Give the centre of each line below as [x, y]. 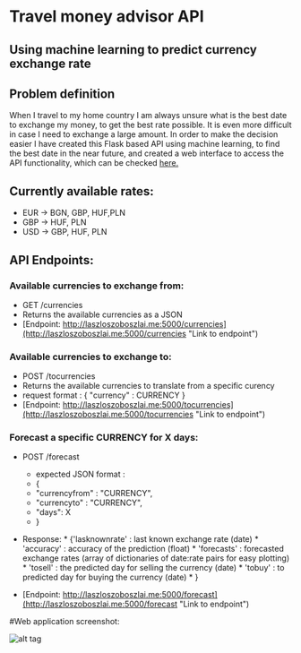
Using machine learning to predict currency [133, 50]
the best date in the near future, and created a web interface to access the [147, 153]
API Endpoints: [52, 260]
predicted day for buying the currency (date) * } [110, 577]
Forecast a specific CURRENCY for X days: [104, 438]
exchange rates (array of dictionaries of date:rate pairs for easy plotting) [156, 558]
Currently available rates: [82, 191]
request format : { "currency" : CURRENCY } [103, 395]
